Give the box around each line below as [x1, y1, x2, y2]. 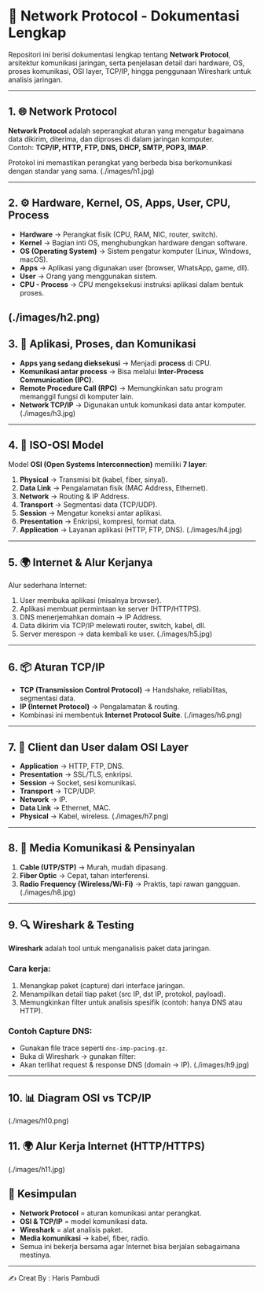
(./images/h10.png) [8, 1116, 69, 1126]
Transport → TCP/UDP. [19, 786, 97, 796]
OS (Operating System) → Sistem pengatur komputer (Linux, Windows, [19, 246, 251, 255]
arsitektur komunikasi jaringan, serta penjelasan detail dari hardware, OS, [8, 58, 245, 68]
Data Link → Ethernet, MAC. [19, 803, 112, 813]
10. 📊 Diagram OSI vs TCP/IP [8, 1091, 152, 1104]
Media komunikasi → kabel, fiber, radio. [19, 1233, 150, 1243]
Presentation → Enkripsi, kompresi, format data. [19, 516, 177, 526]
